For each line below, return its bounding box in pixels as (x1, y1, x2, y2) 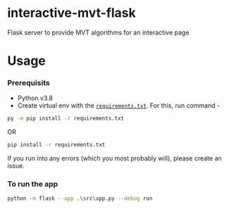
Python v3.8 (17, 94, 53, 103)
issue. (7, 162, 25, 170)
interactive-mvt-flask (7, 5, 136, 21)
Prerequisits (7, 78, 51, 88)
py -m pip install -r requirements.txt (7, 115, 125, 122)
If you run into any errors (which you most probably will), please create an (7, 154, 222, 163)
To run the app (7, 179, 58, 189)
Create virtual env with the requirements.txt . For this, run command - (17, 101, 221, 110)
